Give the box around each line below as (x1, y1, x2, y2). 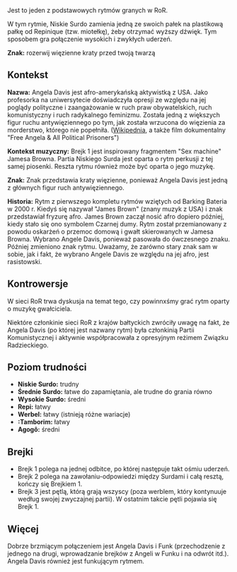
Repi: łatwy (17, 402, 51, 411)
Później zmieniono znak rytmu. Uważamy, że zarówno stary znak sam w (7, 242, 218, 251)
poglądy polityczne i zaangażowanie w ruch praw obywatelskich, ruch (7, 103, 212, 111)
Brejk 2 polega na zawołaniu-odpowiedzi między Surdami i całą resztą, (17, 472, 224, 481)
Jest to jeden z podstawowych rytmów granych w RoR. (7, 6, 168, 14)
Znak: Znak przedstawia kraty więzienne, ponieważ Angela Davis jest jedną (7, 175, 228, 184)
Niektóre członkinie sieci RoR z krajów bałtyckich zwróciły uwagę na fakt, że (7, 318, 230, 326)
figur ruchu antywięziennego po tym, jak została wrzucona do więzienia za (7, 118, 226, 126)
